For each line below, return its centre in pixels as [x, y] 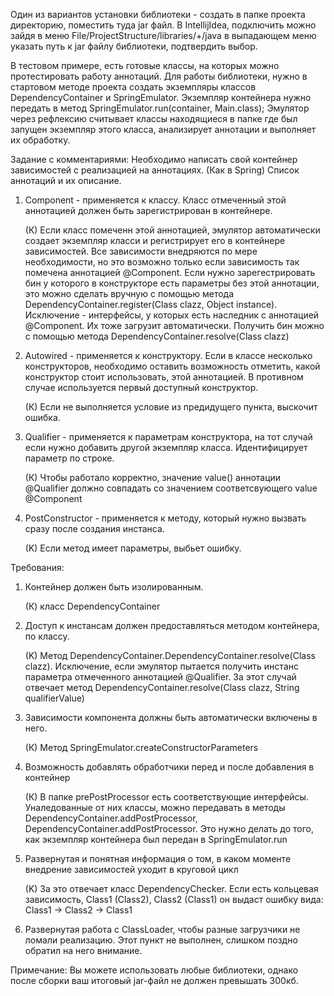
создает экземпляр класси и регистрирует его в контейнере [155, 240]
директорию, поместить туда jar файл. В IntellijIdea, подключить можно [163, 25]
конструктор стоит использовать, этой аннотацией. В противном [164, 377]
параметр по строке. [69, 458]
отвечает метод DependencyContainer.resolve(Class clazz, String [162, 687]
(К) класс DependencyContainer [92, 606]
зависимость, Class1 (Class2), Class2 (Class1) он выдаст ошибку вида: [174, 899]
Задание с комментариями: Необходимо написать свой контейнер [154, 159]
